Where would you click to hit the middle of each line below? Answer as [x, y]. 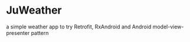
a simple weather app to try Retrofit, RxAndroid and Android [79, 27]
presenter [18, 33]
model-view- [168, 27]
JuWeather [34, 10]
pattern [40, 33]
